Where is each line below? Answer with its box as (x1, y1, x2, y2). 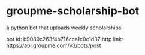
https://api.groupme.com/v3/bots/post (6, 42, 101, 49)
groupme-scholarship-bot (6, 4, 140, 18)
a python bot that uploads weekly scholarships (6, 24, 122, 31)
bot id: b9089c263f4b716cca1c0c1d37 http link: (6, 35, 123, 42)
